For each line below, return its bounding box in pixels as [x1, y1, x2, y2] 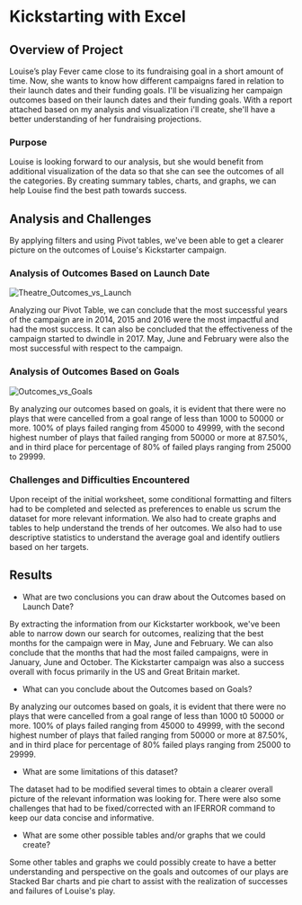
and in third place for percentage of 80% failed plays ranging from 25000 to [9, 739, 291, 750]
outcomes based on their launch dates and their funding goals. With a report [9, 94, 292, 105]
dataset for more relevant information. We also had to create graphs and [9, 513, 277, 523]
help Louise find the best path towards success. [9, 185, 187, 196]
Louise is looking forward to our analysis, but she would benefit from [9, 156, 263, 167]
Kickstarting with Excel [9, 6, 186, 27]
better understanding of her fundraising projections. [9, 114, 202, 124]
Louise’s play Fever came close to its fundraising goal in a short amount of [9, 66, 284, 76]
